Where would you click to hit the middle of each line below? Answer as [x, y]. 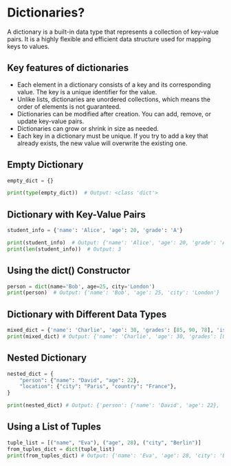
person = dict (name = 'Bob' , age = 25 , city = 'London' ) [81, 286]
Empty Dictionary [45, 165]
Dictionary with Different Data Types [87, 314]
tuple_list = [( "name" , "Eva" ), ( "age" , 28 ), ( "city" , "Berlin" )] [104, 443]
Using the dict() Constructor [69, 271]
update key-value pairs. [51, 121]
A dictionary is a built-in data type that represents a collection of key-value [113, 32]
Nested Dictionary [47, 358]
